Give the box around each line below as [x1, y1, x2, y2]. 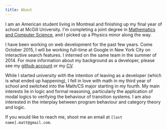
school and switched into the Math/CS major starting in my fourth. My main [5, 83, 160, 89]
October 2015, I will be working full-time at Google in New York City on [5, 46, 151, 52]
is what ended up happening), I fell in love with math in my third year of [5, 77, 151, 83]
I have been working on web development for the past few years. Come [5, 41, 152, 47]
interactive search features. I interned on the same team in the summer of [5, 52, 157, 58]
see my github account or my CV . [5, 62, 74, 68]
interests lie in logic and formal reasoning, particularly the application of [5, 88, 153, 94]
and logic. [5, 104, 26, 110]
